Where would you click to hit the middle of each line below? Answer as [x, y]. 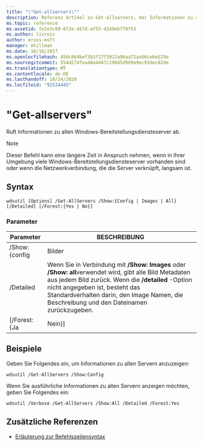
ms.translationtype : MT [36, 68]
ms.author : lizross [31, 34]
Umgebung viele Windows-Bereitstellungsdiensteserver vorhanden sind [96, 162]
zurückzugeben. [70, 310]
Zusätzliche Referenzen [52, 422]
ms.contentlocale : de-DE [37, 74]
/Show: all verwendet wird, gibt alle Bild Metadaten [119, 272]
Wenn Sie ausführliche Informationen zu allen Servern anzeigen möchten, [98, 385]
